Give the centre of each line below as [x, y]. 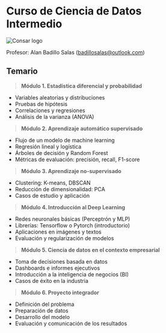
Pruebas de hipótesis [41, 104]
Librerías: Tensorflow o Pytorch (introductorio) [72, 225]
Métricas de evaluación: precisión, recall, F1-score [77, 159]
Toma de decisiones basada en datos [61, 261]
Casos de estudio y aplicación [52, 195]
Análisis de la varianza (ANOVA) [54, 116]
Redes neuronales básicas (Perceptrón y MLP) [72, 219]
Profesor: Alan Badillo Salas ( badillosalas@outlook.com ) [76, 52]
